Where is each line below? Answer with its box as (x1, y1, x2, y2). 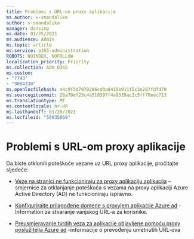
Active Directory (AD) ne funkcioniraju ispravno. (14, 191, 133, 198)
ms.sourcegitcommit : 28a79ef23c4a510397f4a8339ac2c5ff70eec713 (6, 92, 167, 98)
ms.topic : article (6, 42, 52, 48)
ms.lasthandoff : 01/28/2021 (6, 109, 76, 115)
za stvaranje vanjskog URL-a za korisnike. (44, 209, 148, 216)
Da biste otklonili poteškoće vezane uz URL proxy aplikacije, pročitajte (6, 160, 178, 167)
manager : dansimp (6, 25, 50, 32)
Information (14, 209, 44, 216)
